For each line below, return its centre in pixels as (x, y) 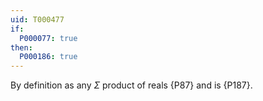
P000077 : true (48, 38)
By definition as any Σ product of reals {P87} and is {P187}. (131, 85)
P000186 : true (48, 57)
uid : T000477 (37, 19)
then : (21, 47)
